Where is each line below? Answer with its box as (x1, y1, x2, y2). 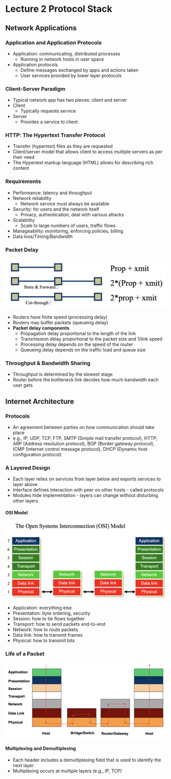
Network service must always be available (20, 200, 110, 207)
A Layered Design (5, 464, 50, 471)
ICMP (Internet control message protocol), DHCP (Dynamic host (12, 446, 148, 452)
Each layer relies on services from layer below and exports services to (12, 476, 161, 482)
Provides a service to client (20, 119, 78, 125)
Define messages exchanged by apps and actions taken (20, 67, 139, 73)
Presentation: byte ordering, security (12, 610, 91, 616)
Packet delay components (12, 325, 70, 331)
